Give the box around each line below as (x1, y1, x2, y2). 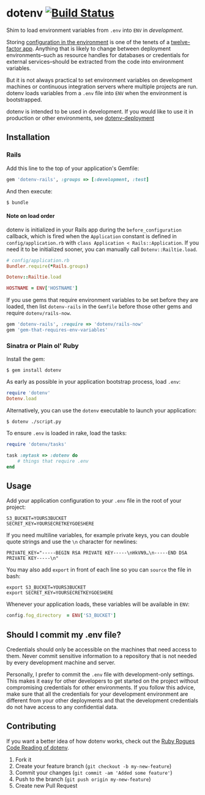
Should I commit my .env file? (6, 629, 121, 640)
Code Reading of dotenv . (6, 743, 69, 751)
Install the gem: (6, 355, 45, 363)
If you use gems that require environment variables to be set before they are (6, 297, 199, 304)
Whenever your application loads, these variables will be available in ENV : (6, 600, 190, 608)
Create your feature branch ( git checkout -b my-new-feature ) (15, 762, 172, 770)
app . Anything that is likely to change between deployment (22, 45, 171, 52)
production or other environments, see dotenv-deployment (6, 114, 155, 122)
